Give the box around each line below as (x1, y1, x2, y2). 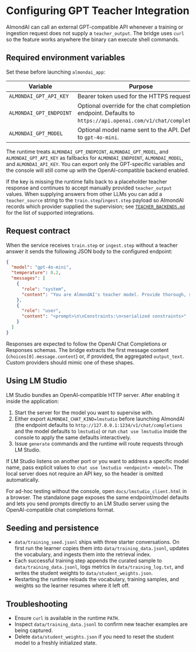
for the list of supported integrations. (6, 209, 94, 216)
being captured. (14, 627, 53, 634)
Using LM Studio (6, 376, 67, 386)
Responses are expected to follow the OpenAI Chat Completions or (6, 340, 167, 347)
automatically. (6, 476, 40, 483)
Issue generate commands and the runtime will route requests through (14, 440, 184, 447)
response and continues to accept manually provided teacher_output (6, 184, 172, 191)
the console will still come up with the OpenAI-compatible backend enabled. (6, 167, 190, 174)
